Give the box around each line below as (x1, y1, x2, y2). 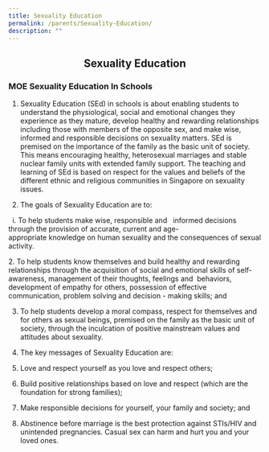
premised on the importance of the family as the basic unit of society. (19, 142, 251, 151)
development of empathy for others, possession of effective (8, 282, 207, 292)
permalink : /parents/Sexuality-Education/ (8, 19, 153, 27)
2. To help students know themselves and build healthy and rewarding (8, 257, 241, 266)
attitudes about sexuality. (19, 332, 104, 342)
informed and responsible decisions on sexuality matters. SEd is (19, 134, 232, 143)
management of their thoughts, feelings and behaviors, (47, 274, 232, 284)
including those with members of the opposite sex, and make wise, (19, 125, 242, 134)
